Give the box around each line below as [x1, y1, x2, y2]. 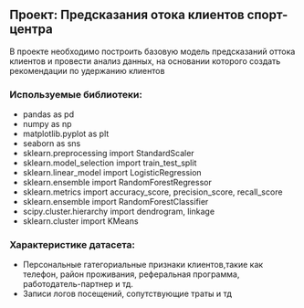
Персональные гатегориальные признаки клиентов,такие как [22, 260, 264, 271]
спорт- [246, 7, 288, 23]
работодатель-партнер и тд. [22, 279, 134, 290]
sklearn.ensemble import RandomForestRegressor [22, 177, 212, 188]
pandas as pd [22, 109, 75, 120]
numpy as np [22, 119, 72, 130]
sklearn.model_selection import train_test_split [22, 157, 197, 168]
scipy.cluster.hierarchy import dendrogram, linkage [22, 206, 215, 218]
